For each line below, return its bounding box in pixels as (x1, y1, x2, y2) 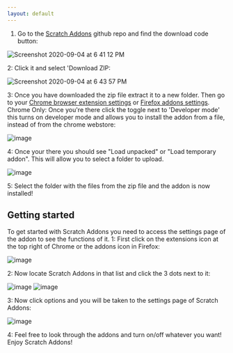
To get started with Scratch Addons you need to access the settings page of (7, 228, 226, 236)
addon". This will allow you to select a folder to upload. (7, 155, 164, 163)
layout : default (7, 10, 54, 17)
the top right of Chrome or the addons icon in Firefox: (7, 242, 160, 251)
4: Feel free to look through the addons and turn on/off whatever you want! (7, 331, 223, 339)
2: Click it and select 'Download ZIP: (7, 63, 111, 72)
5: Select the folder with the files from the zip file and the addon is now (7, 182, 211, 190)
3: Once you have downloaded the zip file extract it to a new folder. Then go (7, 91, 225, 99)
